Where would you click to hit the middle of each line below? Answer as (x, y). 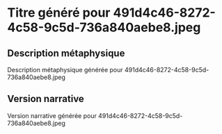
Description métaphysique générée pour (65, 70)
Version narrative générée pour (52, 115)
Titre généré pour (59, 13)
